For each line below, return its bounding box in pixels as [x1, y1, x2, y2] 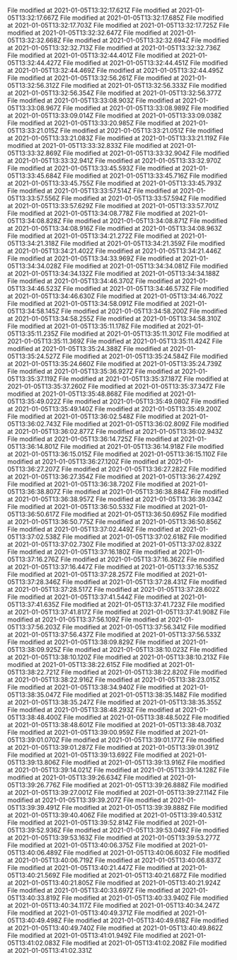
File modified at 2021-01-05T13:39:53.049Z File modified [62, 826, 229, 834]
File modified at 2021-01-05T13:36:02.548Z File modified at [7, 412, 181, 421]
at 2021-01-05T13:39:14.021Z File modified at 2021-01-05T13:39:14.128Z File [7, 766, 230, 774]
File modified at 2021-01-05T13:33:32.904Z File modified [62, 149, 230, 157]
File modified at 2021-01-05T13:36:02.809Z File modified [62, 420, 229, 428]
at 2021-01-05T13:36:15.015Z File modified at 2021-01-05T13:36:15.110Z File [7, 450, 228, 458]
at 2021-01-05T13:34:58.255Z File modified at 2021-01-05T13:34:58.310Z [7, 314, 221, 323]
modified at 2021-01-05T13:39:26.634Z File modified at [7, 773, 169, 782]
